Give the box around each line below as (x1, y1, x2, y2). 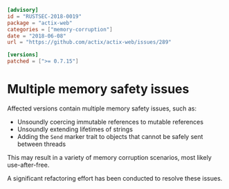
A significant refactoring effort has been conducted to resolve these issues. (7, 174, 223, 182)
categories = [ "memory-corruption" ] (7, 26, 113, 33)
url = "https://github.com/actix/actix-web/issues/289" (7, 39, 172, 46)
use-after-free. (7, 161, 50, 169)
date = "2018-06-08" (7, 32, 67, 40)
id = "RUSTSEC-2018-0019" (7, 13, 82, 20)
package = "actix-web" (7, 19, 73, 26)
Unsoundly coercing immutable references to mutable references (17, 117, 204, 126)
